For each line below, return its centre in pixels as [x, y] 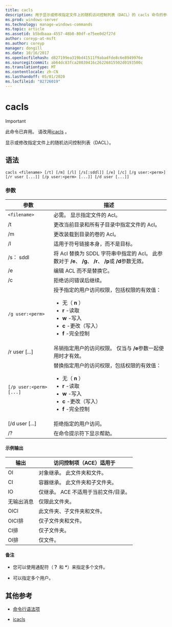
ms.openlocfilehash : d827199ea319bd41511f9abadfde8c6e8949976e [74, 58]
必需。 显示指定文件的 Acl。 [87, 215]
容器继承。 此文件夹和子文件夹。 [78, 482]
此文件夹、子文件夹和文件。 [72, 511]
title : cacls [19, 10]
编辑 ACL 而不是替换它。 [83, 270]
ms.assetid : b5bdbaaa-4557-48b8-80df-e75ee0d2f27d [60, 34]
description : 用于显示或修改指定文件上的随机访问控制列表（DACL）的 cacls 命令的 [84, 15]
